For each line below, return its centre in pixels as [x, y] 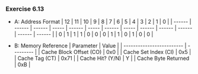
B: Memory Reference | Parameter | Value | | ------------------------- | [100, 46]
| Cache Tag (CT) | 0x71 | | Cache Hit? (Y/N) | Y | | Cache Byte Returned [102, 59]
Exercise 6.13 [25, 9]
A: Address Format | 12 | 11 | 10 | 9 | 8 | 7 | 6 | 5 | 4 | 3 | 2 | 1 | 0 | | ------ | [103, 22]
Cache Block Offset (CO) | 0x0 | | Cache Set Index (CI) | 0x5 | [116, 52]
